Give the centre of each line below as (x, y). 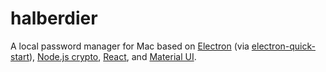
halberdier (54, 18)
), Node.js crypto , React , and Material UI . (112, 56)
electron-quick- (283, 46)
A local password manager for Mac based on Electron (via (130, 46)
